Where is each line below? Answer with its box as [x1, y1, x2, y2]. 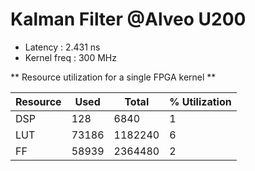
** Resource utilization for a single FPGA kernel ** [10, 71, 217, 83]
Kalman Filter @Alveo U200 [10, 8, 247, 31]
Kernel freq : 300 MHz [24, 51, 117, 63]
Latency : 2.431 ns [24, 41, 101, 53]
